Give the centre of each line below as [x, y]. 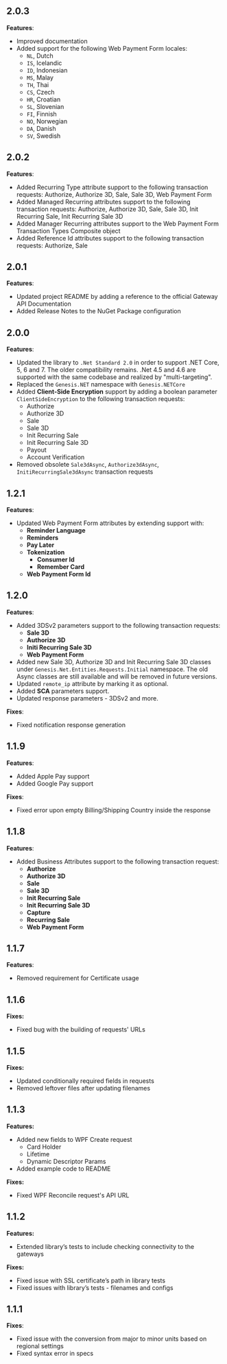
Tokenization [46, 552]
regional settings [40, 1346]
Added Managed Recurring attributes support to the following [103, 202]
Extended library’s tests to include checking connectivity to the [105, 1246]
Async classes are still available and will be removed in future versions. [117, 676]
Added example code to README [63, 1169]
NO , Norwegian [47, 121]
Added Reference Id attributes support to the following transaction [110, 238]
